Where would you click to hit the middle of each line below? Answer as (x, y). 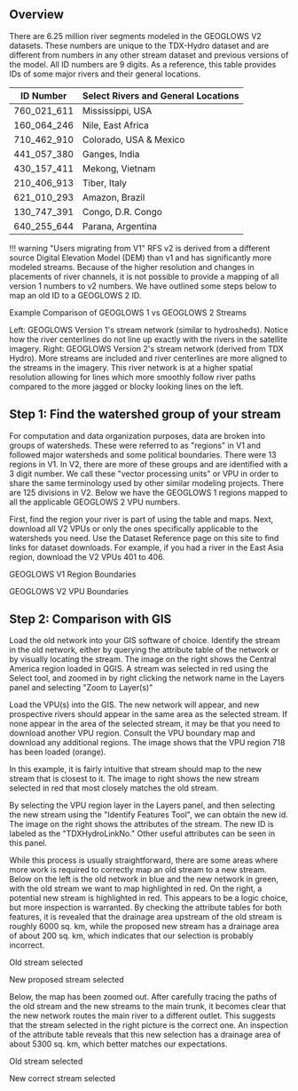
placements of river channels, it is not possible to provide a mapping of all (144, 276)
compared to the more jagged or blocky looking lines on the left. (126, 386)
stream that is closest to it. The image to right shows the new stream (134, 779)
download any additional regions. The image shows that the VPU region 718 (147, 743)
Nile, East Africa (115, 125)
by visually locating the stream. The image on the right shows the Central (143, 659)
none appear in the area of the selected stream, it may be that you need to (145, 724)
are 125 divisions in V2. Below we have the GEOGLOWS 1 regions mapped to (149, 492)
